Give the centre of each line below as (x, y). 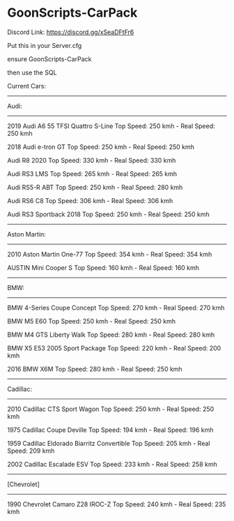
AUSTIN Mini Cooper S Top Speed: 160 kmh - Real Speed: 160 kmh (103, 267)
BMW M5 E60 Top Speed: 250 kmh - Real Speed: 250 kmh (92, 321)
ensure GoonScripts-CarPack (49, 59)
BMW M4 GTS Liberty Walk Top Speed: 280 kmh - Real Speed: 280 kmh (111, 335)
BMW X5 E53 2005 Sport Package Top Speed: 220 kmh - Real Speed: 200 (114, 348)
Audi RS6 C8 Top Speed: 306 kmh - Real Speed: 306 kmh (90, 200)
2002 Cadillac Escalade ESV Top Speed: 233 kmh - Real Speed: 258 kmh (112, 464)
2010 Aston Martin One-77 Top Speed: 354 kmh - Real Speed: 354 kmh (110, 254)
